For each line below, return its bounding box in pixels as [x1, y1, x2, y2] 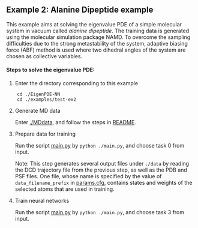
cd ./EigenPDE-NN [17, 91, 61, 98]
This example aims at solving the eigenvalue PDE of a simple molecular [6, 20, 182, 28]
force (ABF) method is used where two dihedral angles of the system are [6, 46, 186, 53]
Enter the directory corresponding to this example [14, 80, 139, 87]
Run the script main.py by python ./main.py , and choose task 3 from [14, 209, 185, 216]
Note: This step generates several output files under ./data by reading [14, 160, 190, 167]
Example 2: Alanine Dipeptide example [6, 5, 154, 15]
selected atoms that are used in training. [14, 185, 115, 193]
